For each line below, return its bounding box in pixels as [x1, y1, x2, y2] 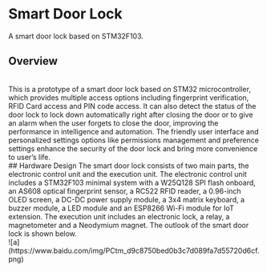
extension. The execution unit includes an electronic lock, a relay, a [8, 211, 230, 221]
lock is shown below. [8, 229, 78, 238]
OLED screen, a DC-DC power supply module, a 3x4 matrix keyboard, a [8, 194, 245, 204]
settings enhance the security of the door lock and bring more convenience [8, 143, 258, 153]
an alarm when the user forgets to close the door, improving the [8, 118, 219, 128]
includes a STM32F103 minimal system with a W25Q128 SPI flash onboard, [8, 178, 257, 187]
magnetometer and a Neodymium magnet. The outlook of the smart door [8, 220, 249, 230]
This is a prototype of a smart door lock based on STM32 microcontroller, [8, 84, 251, 94]
